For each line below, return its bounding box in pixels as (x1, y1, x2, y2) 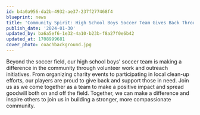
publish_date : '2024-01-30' (6, 25, 76, 31)
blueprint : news (6, 14, 46, 20)
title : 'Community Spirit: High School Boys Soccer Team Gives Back (6, 20, 180, 25)
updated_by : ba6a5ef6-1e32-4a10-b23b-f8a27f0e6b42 (6, 31, 135, 37)
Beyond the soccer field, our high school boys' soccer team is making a (6, 57, 182, 65)
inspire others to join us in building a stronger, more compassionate (6, 95, 171, 103)
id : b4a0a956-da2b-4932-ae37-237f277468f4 (6, 8, 113, 15)
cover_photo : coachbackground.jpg (6, 42, 92, 48)
